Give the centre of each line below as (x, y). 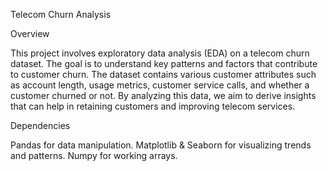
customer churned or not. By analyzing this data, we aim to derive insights (163, 95)
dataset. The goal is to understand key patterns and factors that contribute (164, 63)
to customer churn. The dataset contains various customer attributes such (163, 74)
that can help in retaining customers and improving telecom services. (153, 106)
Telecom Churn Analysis (61, 14)
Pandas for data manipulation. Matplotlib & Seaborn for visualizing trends (161, 145)
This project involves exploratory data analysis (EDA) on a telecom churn (160, 53)
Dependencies (40, 125)
